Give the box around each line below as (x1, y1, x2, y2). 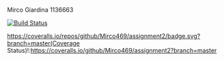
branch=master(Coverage (7, 39, 80, 47)
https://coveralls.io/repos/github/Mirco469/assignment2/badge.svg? (7, 32, 201, 40)
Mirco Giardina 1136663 (7, 6, 74, 14)
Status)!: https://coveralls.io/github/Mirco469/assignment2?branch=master (7, 47, 217, 54)
